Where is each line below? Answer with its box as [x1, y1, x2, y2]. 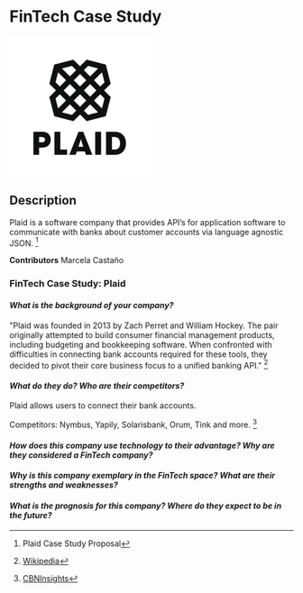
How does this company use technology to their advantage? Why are [9, 440, 275, 451]
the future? [9, 509, 52, 520]
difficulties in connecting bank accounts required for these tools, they [9, 349, 268, 360]
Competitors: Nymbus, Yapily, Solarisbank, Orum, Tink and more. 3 [9, 417, 257, 430]
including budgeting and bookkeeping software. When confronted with [9, 339, 272, 350]
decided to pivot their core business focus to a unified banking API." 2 [9, 358, 269, 370]
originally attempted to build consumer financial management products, [9, 329, 275, 340]
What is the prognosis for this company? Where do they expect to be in [9, 500, 282, 511]
